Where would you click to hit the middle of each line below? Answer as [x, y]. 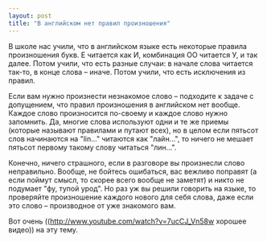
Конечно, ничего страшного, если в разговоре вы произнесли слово [127, 162]
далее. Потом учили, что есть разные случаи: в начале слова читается [131, 63]
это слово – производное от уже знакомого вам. [92, 205]
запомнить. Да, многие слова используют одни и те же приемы [119, 121]
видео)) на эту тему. [43, 229]
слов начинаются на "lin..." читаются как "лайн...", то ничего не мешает [131, 138]
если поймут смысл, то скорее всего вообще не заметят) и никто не [126, 180]
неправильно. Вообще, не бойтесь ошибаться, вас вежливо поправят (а [133, 171]
